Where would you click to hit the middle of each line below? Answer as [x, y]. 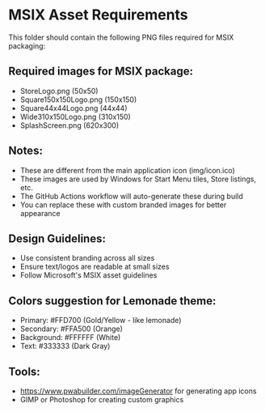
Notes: [25, 151]
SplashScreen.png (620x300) [69, 125]
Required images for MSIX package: [101, 72]
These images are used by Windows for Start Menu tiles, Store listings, [138, 179]
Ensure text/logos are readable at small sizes [95, 267]
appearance [40, 213]
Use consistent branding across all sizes [87, 258]
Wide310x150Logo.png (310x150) [75, 117]
